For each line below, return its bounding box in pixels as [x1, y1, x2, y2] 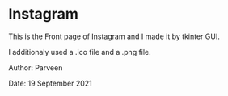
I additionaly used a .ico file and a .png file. [8, 47, 151, 56]
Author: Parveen [8, 62, 63, 73]
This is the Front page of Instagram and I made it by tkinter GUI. [8, 31, 220, 41]
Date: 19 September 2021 [8, 78, 92, 88]
